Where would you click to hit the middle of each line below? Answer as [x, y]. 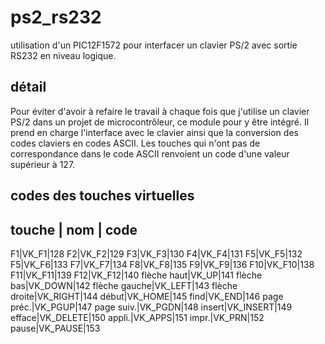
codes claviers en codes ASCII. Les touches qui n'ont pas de [135, 143]
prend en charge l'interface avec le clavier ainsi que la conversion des [154, 132]
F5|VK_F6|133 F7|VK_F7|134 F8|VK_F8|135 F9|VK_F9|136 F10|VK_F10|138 [162, 264]
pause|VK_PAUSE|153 [55, 328]
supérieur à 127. [43, 164]
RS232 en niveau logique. [63, 55]
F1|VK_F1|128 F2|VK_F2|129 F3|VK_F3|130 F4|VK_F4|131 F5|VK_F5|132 [156, 253]
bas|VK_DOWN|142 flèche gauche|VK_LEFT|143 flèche [124, 285]
